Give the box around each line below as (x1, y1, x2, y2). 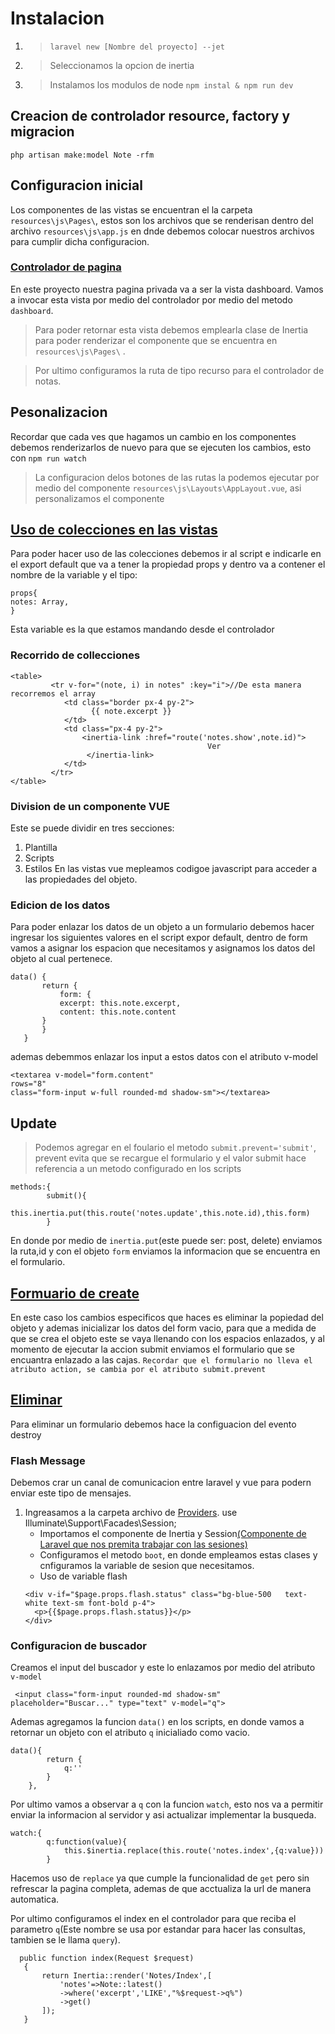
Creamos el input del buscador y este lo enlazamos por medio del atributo (10, 1662, 316, 1674)
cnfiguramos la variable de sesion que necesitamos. (39, 1560, 255, 1572)
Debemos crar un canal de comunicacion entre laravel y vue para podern (10, 1477, 312, 1489)
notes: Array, (10, 597, 70, 607)
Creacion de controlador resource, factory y (10, 108, 291, 125)
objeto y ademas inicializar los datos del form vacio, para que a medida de (10, 1322, 317, 1334)
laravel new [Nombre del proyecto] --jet (49, 42, 225, 52)
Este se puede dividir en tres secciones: (10, 822, 175, 834)
